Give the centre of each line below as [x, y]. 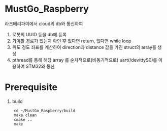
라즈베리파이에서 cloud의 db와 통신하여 [44, 23]
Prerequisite [31, 87]
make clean [25, 115]
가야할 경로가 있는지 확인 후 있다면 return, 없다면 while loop [72, 41]
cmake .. [23, 120]
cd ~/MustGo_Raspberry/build [45, 111]
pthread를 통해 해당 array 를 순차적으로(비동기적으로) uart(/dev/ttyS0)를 [85, 60]
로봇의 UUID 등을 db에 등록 [39, 34]
